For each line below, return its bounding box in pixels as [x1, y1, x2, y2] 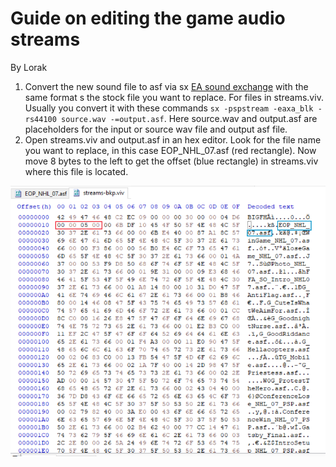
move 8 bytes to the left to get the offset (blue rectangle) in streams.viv [24, 155, 319, 167]
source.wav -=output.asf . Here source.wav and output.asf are [61, 112, 318, 124]
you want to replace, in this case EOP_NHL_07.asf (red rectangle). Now [24, 144, 317, 156]
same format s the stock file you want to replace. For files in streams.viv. [24, 91, 324, 103]
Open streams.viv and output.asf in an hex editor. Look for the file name [24, 133, 322, 146]
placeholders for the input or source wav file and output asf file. [24, 123, 288, 135]
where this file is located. [24, 165, 129, 177]
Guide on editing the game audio [10, 7, 286, 30]
